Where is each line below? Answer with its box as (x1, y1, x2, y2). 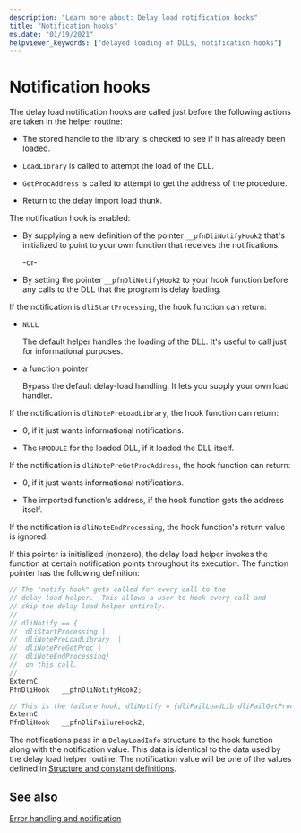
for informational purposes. (21, 346, 124, 357)
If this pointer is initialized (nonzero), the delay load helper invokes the (9, 549, 269, 560)
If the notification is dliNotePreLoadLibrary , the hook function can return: (9, 408, 279, 419)
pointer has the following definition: (9, 568, 141, 579)
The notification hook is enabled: (9, 213, 131, 224)
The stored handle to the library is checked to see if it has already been (21, 134, 286, 145)
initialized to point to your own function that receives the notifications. (21, 240, 280, 251)
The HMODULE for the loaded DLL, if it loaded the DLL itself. (21, 442, 235, 454)
